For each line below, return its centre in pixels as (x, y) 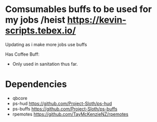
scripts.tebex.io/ (40, 31)
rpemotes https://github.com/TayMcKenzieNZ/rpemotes (70, 114)
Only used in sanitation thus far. (45, 64)
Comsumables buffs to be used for (78, 9)
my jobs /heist (35, 20)
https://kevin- (97, 20)
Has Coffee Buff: (22, 54)
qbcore (20, 98)
